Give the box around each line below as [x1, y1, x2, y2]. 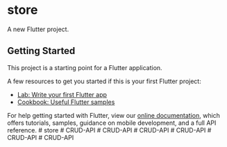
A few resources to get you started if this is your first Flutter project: [7, 77, 201, 85]
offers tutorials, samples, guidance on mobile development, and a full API [7, 119, 217, 127]
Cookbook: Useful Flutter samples [17, 98, 115, 106]
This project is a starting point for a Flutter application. [7, 63, 162, 71]
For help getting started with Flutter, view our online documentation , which [7, 111, 221, 119]
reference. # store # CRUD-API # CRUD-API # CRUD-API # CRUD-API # [7, 126, 212, 134]
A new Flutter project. [7, 25, 69, 33]
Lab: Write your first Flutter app [17, 90, 108, 98]
